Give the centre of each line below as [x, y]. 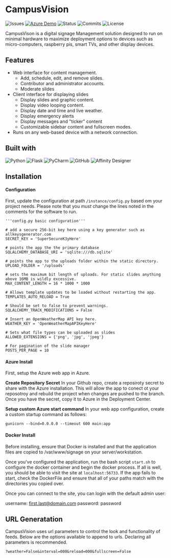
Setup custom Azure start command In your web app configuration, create [85, 409]
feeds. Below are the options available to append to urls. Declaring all [78, 537]
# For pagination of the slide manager [48, 346]
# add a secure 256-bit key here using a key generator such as [75, 230]
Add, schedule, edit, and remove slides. [62, 78]
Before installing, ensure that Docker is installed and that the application [81, 446]
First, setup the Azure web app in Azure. [48, 373]
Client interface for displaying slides [51, 94]
